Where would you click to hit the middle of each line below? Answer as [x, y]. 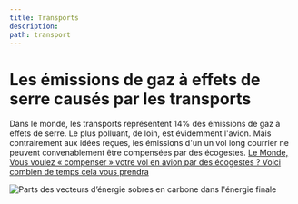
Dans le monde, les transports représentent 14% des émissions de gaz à [145, 124]
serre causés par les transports [130, 98]
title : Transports [44, 18]
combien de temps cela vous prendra [79, 172]
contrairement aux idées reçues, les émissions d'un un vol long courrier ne [149, 143]
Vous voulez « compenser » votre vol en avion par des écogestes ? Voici [145, 162]
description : [34, 26]
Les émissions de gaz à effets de [135, 79]
